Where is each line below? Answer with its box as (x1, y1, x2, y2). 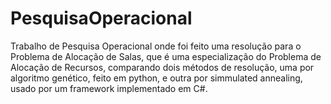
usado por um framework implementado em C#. (10, 82, 208, 94)
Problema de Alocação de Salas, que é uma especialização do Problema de (10, 50, 322, 62)
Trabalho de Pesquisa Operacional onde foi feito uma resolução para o (10, 40, 302, 52)
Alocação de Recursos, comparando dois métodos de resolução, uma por (10, 61, 315, 73)
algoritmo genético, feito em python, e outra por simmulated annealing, (10, 72, 303, 84)
